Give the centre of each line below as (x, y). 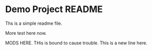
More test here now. (26, 33)
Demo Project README (54, 9)
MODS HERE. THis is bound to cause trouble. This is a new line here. (76, 43)
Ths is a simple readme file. (34, 23)
